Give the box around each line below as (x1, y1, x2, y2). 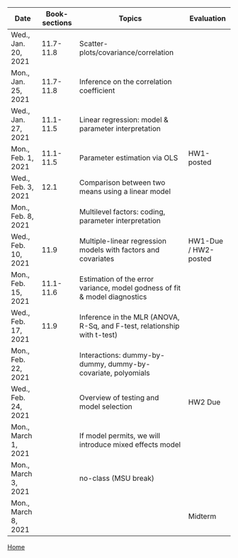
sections (42, 18, 72, 28)
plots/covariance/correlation (79, 47, 174, 57)
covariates (79, 254, 115, 263)
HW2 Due (188, 397, 221, 406)
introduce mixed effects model (79, 440, 181, 449)
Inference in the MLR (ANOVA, (79, 312, 180, 321)
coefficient (79, 86, 115, 95)
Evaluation (189, 13, 227, 23)
